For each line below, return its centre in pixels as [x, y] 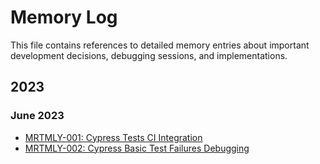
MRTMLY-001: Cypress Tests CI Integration [113, 137]
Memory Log [64, 17]
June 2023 [37, 116]
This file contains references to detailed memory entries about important [160, 45]
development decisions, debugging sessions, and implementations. [149, 55]
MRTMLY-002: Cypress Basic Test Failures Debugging [137, 148]
